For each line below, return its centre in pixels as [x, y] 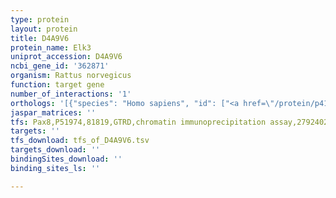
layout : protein [44, 29]
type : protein [40, 19]
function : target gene [57, 85]
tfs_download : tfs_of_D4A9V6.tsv [80, 141]
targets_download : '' [55, 150]
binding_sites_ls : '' [55, 168]
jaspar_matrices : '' [53, 112]
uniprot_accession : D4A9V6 [66, 57]
